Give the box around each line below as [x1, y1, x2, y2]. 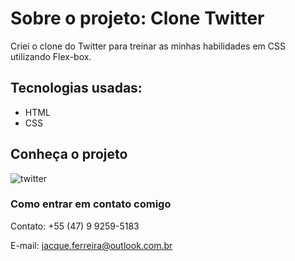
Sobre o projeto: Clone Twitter [10, 7, 265, 30]
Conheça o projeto [10, 146, 128, 163]
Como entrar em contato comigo [10, 197, 172, 211]
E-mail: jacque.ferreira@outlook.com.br [10, 239, 173, 251]
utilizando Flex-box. [10, 50, 92, 62]
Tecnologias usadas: [10, 80, 143, 97]
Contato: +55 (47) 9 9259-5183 [10, 220, 140, 232]
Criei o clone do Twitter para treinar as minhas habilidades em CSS [10, 40, 286, 52]
